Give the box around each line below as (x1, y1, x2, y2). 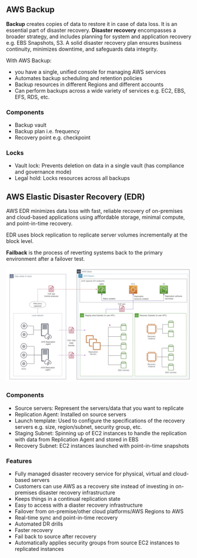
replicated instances (14, 545, 64, 552)
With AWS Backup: (6, 57, 52, 64)
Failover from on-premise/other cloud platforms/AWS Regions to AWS (14, 507, 184, 515)
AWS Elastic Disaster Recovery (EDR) (6, 192, 145, 202)
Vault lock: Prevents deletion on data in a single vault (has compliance (14, 162, 184, 169)
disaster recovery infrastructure (38, 489, 116, 496)
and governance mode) (14, 168, 72, 176)
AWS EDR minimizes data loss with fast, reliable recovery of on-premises (6, 208, 183, 215)
